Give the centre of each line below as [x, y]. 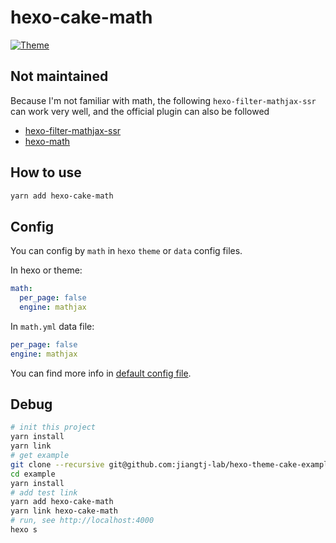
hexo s [24, 530]
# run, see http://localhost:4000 [82, 521]
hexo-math [47, 141]
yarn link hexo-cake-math [64, 511]
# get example [40, 456]
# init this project [53, 427]
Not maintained [59, 76]
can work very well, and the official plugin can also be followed [140, 111]
